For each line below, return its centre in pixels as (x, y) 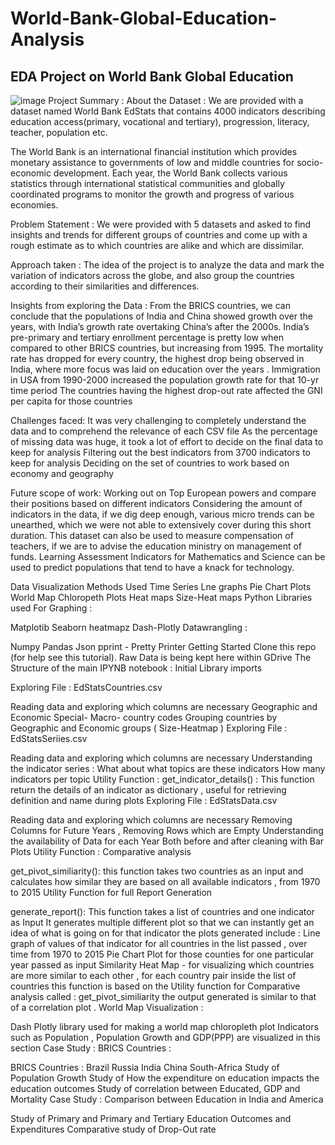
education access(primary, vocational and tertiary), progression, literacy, (160, 121)
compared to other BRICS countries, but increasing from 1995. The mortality (167, 348)
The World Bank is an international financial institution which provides (154, 151)
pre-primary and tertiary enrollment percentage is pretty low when (147, 337)
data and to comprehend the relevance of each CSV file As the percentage (164, 431)
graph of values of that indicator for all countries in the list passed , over (159, 943)
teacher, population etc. (59, 132)
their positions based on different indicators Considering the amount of (156, 503)
